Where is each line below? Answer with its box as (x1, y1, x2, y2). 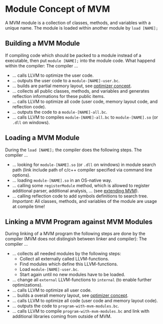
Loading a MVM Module (5, 134, 80, 142)
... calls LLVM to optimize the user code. (12, 72, 94, 78)
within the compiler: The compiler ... (5, 63, 78, 68)
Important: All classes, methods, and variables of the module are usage (12, 198, 157, 204)
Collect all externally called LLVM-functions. (19, 256, 109, 262)
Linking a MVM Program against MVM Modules (5, 218, 153, 226)
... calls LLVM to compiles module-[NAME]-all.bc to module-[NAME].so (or (12, 114, 159, 120)
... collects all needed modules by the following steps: (12, 251, 122, 257)
